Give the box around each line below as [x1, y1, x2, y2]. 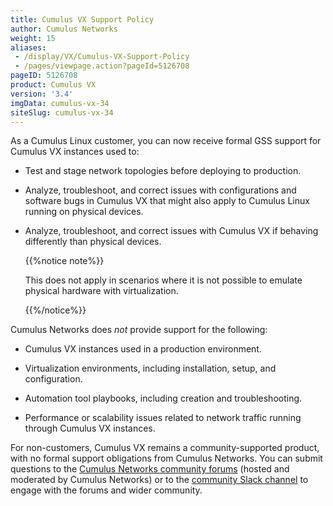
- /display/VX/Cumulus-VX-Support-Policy [14, 52, 190, 62]
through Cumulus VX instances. [24, 422, 156, 435]
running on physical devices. [24, 206, 144, 218]
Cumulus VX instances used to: [10, 146, 140, 158]
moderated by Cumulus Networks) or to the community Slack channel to [10, 474, 309, 486]
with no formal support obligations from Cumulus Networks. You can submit [10, 452, 323, 465]
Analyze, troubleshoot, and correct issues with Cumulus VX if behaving [24, 225, 319, 237]
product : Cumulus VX [10, 80, 97, 90]
